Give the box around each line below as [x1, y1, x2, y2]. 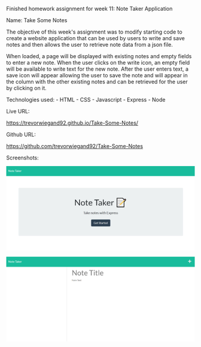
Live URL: [6, 108, 30, 114]
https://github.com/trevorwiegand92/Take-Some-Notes [6, 143, 144, 149]
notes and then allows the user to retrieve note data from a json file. [6, 41, 173, 48]
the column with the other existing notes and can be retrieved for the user [6, 78, 188, 85]
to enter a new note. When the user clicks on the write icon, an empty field [6, 59, 190, 66]
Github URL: [6, 131, 36, 138]
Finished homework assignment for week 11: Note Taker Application [6, 5, 173, 12]
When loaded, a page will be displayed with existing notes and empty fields [6, 53, 192, 59]
